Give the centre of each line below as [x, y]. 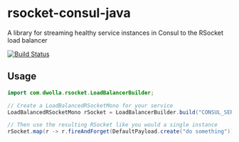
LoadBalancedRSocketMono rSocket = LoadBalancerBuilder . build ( [103, 112]
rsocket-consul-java [69, 13]
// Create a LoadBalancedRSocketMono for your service [90, 105]
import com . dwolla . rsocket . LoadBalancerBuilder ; [81, 93]
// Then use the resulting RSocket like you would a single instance [113, 125]
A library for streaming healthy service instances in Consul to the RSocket [116, 33]
